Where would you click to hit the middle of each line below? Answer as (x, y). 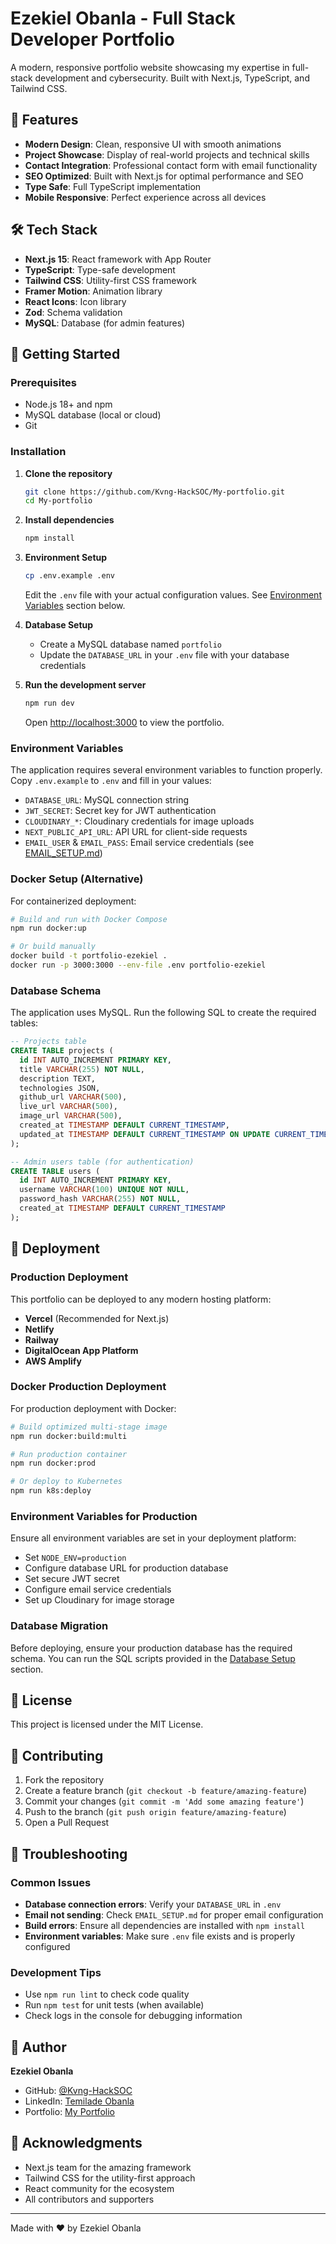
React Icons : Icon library (75, 301)
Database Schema (56, 990)
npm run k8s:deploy (51, 1491)
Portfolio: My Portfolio (69, 2112)
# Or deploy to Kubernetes (66, 1482)
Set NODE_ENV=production (75, 1558)
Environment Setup (66, 558)
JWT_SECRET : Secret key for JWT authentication (120, 811)
